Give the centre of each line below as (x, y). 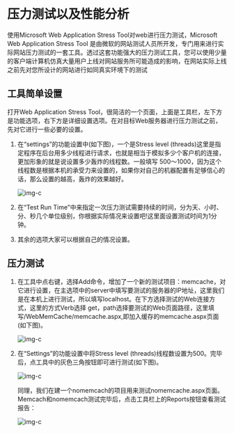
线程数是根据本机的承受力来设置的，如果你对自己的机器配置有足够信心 (118, 170)
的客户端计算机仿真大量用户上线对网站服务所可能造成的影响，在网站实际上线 (117, 61)
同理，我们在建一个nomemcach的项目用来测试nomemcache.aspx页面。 (120, 390)
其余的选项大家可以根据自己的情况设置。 (75, 239)
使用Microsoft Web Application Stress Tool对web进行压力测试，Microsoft (112, 35)
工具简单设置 (35, 94)
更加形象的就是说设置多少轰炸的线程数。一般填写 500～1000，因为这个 (119, 162)
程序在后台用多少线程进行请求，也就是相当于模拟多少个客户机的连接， (124, 152)
